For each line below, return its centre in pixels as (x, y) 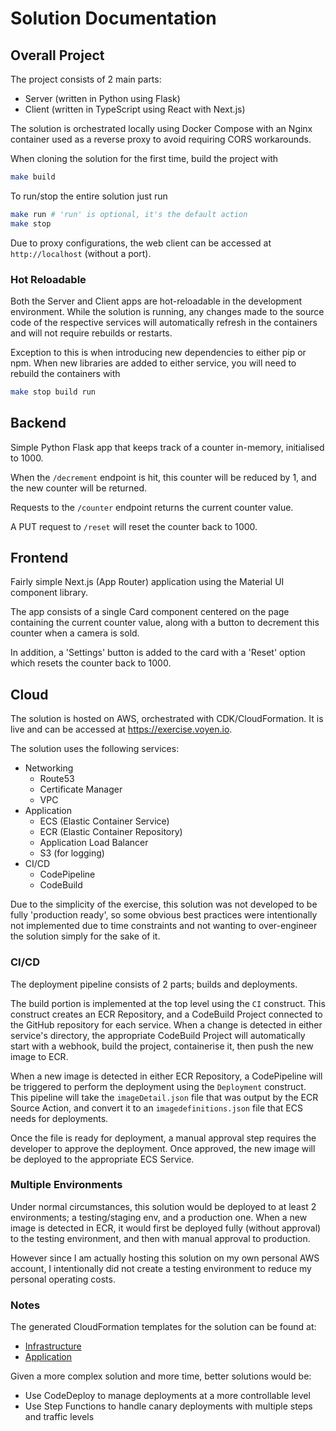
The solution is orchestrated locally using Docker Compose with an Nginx (161, 128)
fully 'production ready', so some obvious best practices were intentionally (164, 915)
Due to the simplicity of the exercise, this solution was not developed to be (164, 904)
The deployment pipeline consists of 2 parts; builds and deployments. (154, 984)
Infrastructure (53, 1346)
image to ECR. (39, 1056)
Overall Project (57, 55)
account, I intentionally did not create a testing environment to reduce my (161, 1268)
